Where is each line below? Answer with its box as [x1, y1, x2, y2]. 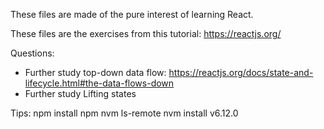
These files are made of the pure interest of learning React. [10, 9, 254, 20]
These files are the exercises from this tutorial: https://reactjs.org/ [10, 28, 282, 39]
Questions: [10, 47, 55, 59]
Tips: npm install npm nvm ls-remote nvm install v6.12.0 [10, 107, 239, 119]
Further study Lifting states [24, 88, 137, 99]
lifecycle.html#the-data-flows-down [24, 77, 175, 89]
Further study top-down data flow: [24, 67, 167, 78]
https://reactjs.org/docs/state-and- [168, 67, 314, 78]
